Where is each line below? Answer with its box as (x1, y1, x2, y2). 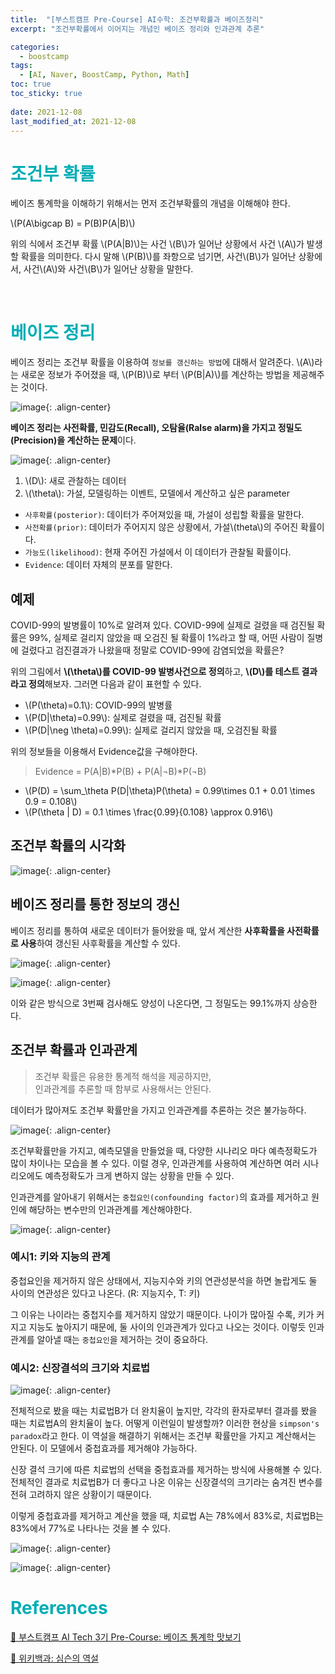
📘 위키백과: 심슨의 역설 (10, 1652, 99, 1665)
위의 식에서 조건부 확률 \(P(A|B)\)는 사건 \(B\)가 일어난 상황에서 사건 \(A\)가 (10, 238, 305, 250)
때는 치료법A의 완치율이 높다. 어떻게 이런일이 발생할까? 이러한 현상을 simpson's (10, 1417, 320, 1430)
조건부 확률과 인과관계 (10, 1042, 138, 1059)
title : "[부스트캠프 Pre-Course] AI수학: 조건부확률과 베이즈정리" (10, 14, 264, 25)
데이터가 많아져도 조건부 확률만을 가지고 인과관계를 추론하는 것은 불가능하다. (10, 1104, 307, 1116)
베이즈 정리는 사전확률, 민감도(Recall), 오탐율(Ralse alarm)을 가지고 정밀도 (10, 422, 303, 434)
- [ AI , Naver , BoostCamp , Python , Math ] (19, 70, 190, 80)
